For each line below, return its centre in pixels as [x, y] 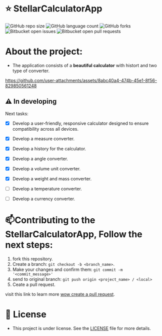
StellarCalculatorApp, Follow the [74, 234]
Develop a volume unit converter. [46, 169]
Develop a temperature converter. [47, 189]
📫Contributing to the [50, 220]
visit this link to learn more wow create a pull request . [60, 294]
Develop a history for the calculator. [49, 148]
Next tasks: [17, 113]
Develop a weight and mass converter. [52, 179]
